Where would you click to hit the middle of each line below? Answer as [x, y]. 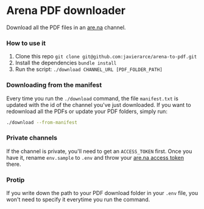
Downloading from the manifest [54, 85]
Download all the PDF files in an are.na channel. [66, 27]
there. [14, 164]
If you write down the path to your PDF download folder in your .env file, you [102, 193]
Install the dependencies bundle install [66, 63]
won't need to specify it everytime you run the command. [78, 199]
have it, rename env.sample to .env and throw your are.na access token [95, 157]
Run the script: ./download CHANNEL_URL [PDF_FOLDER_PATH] [89, 69]
